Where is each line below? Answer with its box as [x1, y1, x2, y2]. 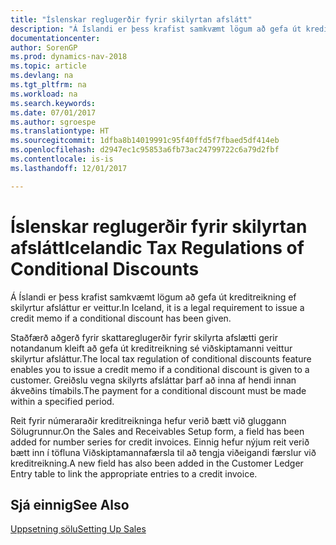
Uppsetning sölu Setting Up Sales [10, 523, 147, 535]
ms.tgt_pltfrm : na [10, 80, 87, 90]
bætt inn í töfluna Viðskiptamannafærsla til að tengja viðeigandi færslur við [10, 446, 317, 458]
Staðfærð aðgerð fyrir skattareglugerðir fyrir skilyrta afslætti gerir [10, 331, 278, 343]
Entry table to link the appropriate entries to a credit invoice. [10, 467, 258, 480]
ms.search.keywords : [10, 98, 97, 108]
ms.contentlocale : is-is [10, 154, 114, 164]
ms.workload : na [10, 89, 78, 99]
